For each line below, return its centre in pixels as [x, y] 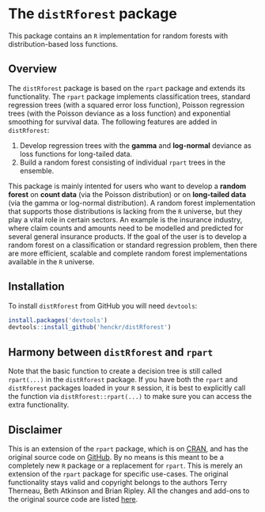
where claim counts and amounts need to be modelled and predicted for [126, 228]
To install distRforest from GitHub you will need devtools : [103, 305]
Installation [36, 287]
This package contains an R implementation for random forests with [118, 36]
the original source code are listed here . [73, 499]
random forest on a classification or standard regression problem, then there [133, 245]
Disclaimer [35, 429]
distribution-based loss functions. [63, 44]
